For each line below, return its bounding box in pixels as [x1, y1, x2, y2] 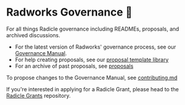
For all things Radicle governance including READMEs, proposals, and [6, 25, 180, 32]
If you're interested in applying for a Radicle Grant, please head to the [6, 85, 179, 92]
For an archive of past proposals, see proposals [14, 62, 134, 70]
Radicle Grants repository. [6, 92, 71, 99]
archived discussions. [6, 31, 60, 38]
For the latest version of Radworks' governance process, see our [14, 43, 177, 50]
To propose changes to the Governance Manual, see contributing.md [6, 74, 178, 81]
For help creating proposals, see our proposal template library [14, 56, 169, 63]
